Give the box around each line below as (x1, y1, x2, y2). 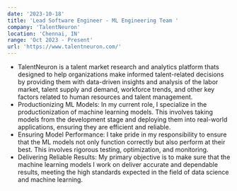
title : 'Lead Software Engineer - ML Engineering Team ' (7, 17, 179, 24)
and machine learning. (17, 175, 83, 184)
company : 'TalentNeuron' (7, 23, 81, 30)
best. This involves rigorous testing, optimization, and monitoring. (17, 146, 209, 154)
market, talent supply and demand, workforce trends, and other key (17, 86, 215, 93)
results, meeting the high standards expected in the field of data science (17, 168, 229, 176)
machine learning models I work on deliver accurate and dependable (17, 161, 218, 168)
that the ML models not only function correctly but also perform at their (17, 138, 226, 146)
